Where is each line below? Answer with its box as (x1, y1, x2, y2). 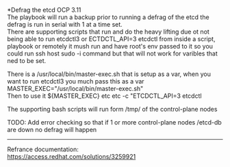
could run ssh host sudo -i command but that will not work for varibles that (7, 49, 218, 57)
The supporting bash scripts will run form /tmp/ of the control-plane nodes (7, 105, 218, 113)
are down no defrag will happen (7, 126, 97, 133)
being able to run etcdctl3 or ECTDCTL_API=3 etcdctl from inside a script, (7, 35, 216, 43)
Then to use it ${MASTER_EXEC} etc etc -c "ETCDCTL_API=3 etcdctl (7, 92, 202, 100)
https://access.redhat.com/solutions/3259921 (7, 153, 136, 160)
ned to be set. (7, 57, 47, 64)
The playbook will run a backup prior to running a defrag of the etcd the (7, 13, 210, 21)
